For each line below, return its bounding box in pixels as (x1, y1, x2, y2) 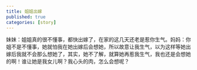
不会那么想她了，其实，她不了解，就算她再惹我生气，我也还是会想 (26, 51, 186, 58)
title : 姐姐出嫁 (6, 8, 42, 15)
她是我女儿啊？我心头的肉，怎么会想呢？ (31, 58, 130, 65)
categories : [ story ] (6, 19, 57, 25)
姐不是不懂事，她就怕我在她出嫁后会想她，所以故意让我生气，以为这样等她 (6, 43, 186, 50)
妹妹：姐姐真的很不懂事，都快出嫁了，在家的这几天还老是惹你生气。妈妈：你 (6, 36, 191, 43)
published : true (6, 14, 46, 20)
